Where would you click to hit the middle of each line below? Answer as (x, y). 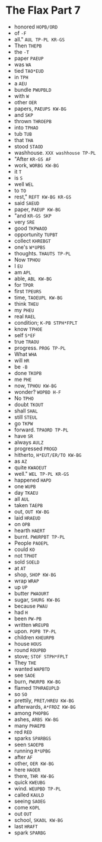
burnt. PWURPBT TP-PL (40, 536)
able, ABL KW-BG (33, 278)
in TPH (21, 77)
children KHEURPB (34, 637)
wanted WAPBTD (32, 669)
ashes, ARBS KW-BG (36, 719)
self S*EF (25, 335)
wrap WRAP (26, 581)
